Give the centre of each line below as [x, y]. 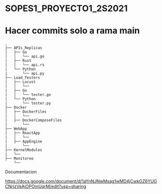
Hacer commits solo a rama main [72, 31]
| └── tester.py [28, 103]
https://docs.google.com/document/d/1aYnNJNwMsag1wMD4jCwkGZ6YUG [81, 181]
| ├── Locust [20, 82]
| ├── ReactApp [23, 133]
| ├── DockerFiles [26, 112]
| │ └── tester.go [28, 95]
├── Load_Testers [23, 78]
